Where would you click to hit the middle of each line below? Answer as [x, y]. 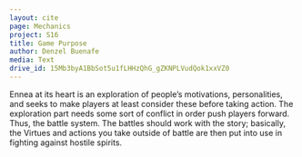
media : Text [32, 60]
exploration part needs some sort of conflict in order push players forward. [150, 113]
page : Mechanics [40, 26]
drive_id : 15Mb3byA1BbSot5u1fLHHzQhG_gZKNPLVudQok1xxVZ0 [120, 69]
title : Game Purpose [49, 43]
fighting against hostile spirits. [66, 142]
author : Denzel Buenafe [55, 52]
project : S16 [34, 34]
